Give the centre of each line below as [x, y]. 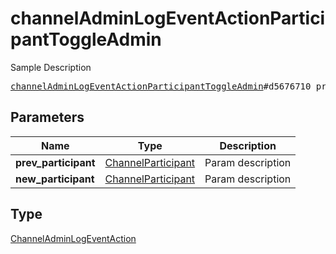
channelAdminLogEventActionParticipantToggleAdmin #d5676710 [161, 86]
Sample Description [51, 67]
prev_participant [55, 162]
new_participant [55, 179]
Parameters [47, 117]
